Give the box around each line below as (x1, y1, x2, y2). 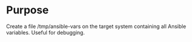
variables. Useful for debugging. (6, 29, 85, 36)
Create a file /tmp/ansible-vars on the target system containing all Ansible (6, 23, 187, 30)
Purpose (6, 3, 49, 17)
